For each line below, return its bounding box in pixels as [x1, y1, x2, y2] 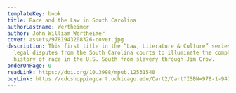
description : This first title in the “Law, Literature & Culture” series [7, 43, 231, 50]
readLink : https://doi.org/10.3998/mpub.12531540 [7, 69, 156, 76]
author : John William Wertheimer [7, 29, 105, 37]
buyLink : [7, 75, 33, 83]
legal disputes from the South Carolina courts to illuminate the [13, 50, 212, 57]
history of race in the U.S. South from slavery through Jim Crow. [13, 56, 216, 63]
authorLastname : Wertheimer [7, 23, 90, 30]
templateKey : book [7, 10, 61, 17]
